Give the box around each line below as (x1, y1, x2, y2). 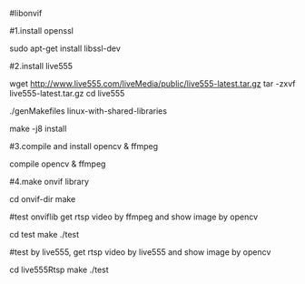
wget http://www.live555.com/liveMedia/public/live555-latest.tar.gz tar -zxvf (9, 78, 297, 89)
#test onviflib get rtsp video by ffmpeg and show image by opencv (9, 211, 259, 222)
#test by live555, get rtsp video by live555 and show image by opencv (9, 247, 271, 258)
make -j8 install (9, 123, 67, 134)
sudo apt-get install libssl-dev (9, 43, 121, 54)
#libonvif (9, 8, 43, 18)
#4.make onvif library (9, 177, 89, 187)
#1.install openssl (9, 25, 74, 35)
